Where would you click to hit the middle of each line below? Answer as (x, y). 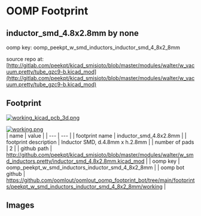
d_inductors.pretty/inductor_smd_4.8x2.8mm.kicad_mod (75, 161)
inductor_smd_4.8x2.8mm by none (73, 33)
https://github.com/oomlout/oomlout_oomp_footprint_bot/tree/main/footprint (100, 180)
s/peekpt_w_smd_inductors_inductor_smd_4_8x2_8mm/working (84, 186)
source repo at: (25, 59)
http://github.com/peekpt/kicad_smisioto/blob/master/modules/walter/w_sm (100, 154)
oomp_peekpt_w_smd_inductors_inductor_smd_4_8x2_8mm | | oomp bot (95, 167)
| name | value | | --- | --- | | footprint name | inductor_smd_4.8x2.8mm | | (97, 135)
